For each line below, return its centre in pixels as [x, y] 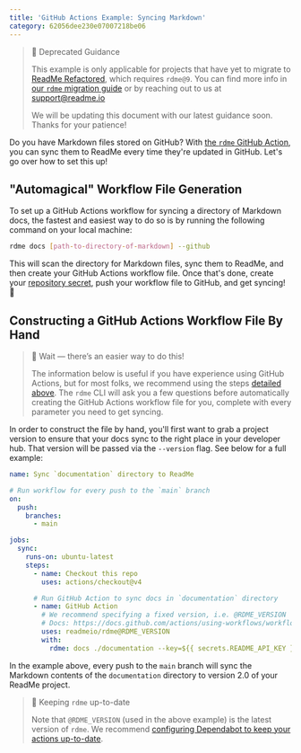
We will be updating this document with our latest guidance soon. [152, 115]
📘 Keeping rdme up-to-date [81, 702]
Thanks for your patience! [79, 124]
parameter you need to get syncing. [97, 412]
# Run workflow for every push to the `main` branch [110, 491]
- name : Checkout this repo [86, 573]
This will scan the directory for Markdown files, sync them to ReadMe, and [146, 264]
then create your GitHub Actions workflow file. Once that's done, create [142, 273]
